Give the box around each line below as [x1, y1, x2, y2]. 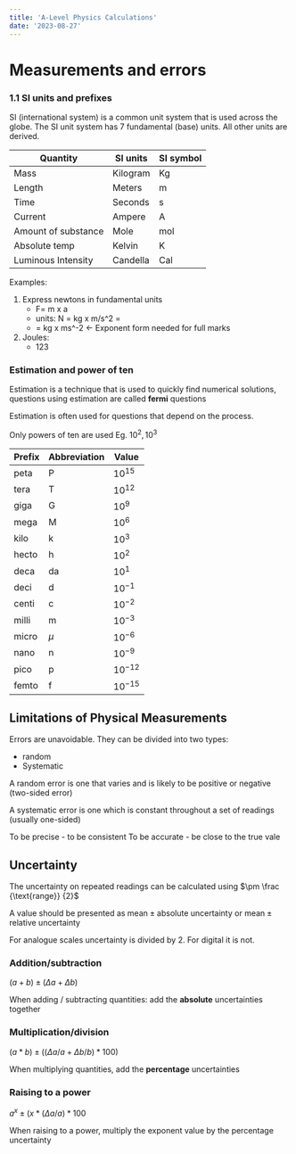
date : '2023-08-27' [9, 21, 82, 30]
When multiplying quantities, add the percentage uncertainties [9, 1063, 241, 1075]
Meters [112, 181, 143, 194]
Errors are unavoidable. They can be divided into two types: [9, 734, 229, 745]
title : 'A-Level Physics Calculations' [9, 12, 158, 22]
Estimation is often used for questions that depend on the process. [9, 411, 254, 422]
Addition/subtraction [9, 957, 103, 969]
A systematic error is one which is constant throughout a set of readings [9, 804, 275, 816]
